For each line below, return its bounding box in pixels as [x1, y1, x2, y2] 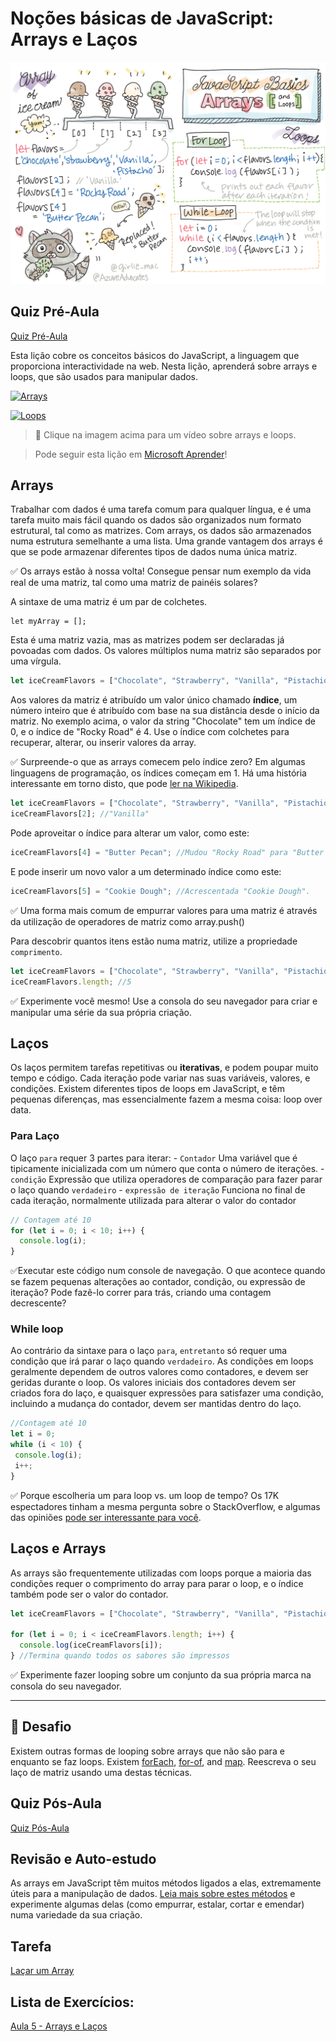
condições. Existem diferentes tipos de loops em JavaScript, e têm [10, 1083, 286, 1095]
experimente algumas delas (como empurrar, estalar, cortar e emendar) [10, 1898, 305, 1911]
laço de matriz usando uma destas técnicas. [10, 1766, 193, 1778]
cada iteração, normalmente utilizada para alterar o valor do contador [10, 1194, 297, 1206]
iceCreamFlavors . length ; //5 [10, 977, 132, 987]
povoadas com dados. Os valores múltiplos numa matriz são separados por [10, 645, 322, 657]
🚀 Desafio [10, 1718, 72, 1736]
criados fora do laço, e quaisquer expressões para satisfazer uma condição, [10, 1387, 324, 1399]
